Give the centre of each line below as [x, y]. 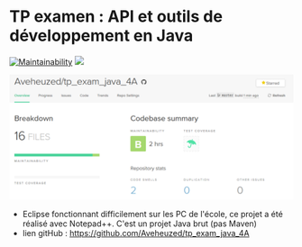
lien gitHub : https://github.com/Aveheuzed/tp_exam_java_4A [136, 233]
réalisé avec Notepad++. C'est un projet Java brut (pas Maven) [139, 224]
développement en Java [101, 36]
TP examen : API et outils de [116, 17]
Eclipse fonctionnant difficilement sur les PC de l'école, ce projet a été [153, 215]
